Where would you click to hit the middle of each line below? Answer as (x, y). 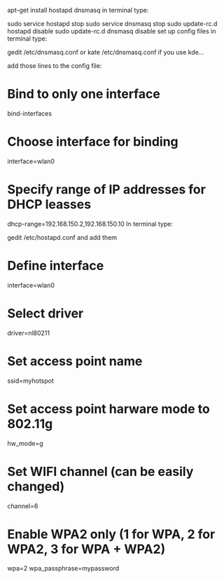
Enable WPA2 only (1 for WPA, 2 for (111, 534)
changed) (36, 486)
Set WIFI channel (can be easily (100, 471)
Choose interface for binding (93, 142)
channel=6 (23, 506)
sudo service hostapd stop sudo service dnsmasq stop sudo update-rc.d (112, 23)
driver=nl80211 (29, 333)
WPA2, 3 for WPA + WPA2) (86, 549)
